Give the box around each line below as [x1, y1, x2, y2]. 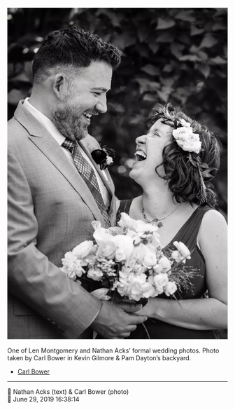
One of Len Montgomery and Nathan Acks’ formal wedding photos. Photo [7, 346, 220, 355]
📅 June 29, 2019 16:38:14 [7, 395, 80, 403]
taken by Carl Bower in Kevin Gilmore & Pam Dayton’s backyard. [7, 353, 192, 362]
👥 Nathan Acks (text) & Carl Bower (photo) [7, 387, 129, 396]
